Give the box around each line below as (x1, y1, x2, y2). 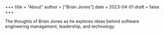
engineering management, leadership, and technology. (5, 23, 116, 29)
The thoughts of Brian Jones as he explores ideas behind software (5, 19, 140, 24)
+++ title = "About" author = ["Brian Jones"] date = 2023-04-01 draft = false (5, 4, 160, 10)
